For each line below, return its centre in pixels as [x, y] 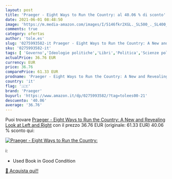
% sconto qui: [20, 130]
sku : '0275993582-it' [28, 48]
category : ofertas [25, 34]
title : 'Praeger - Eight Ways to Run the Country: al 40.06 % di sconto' [86, 15]
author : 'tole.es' [25, 39]
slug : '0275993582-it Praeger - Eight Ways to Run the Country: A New [82, 43]
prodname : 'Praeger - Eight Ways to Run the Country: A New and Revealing [87, 77]
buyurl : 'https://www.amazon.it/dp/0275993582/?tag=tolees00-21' [76, 96]
